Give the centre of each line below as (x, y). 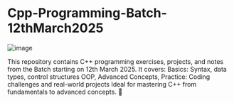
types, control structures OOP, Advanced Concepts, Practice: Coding (109, 77)
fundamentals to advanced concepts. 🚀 (65, 92)
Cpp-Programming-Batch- (87, 13)
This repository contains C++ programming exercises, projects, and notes (116, 61)
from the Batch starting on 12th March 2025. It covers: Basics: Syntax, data (117, 69)
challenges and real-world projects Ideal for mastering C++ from (102, 84)
